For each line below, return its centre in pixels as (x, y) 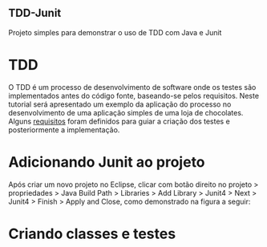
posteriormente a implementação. (64, 130)
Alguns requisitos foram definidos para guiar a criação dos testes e (119, 121)
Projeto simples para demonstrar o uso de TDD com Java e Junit (115, 32)
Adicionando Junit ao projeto (107, 162)
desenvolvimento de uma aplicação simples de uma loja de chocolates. (126, 112)
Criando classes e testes (92, 234)
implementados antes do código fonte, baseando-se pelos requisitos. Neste (133, 95)
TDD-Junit (35, 13)
